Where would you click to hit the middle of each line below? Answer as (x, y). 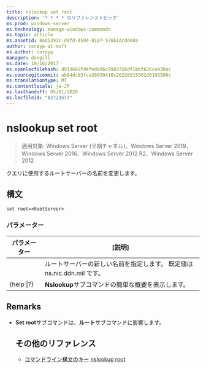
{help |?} (21, 284)
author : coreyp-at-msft (37, 47)
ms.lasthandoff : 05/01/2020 (42, 92)
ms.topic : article (30, 35)
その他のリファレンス (55, 344)
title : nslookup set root (39, 12)
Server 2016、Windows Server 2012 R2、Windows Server (120, 153)
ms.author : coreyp (30, 52)
